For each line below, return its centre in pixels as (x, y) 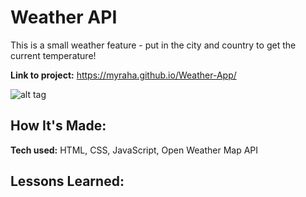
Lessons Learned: (67, 181)
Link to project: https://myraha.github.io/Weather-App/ (123, 75)
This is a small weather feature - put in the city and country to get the (153, 45)
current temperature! (53, 55)
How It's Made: (58, 126)
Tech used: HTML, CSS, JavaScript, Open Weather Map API (134, 150)
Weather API (64, 17)
